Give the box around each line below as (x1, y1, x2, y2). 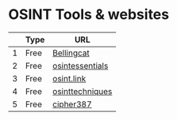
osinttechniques (52, 85, 113, 96)
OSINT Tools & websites (8, 6, 169, 24)
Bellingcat (52, 47, 90, 58)
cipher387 (52, 99, 93, 110)
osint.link (52, 73, 87, 84)
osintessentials (52, 60, 109, 71)
